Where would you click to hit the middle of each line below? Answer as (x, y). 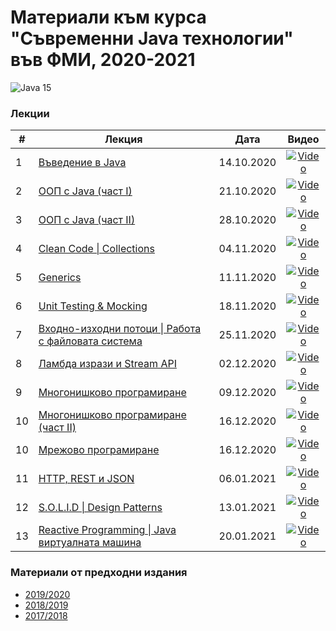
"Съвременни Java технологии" (152, 38)
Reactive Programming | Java (107, 530)
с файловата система (90, 341)
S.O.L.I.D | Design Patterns (100, 508)
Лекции (30, 113)
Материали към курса (108, 17)
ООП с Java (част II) (87, 220)
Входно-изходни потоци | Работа (120, 329)
